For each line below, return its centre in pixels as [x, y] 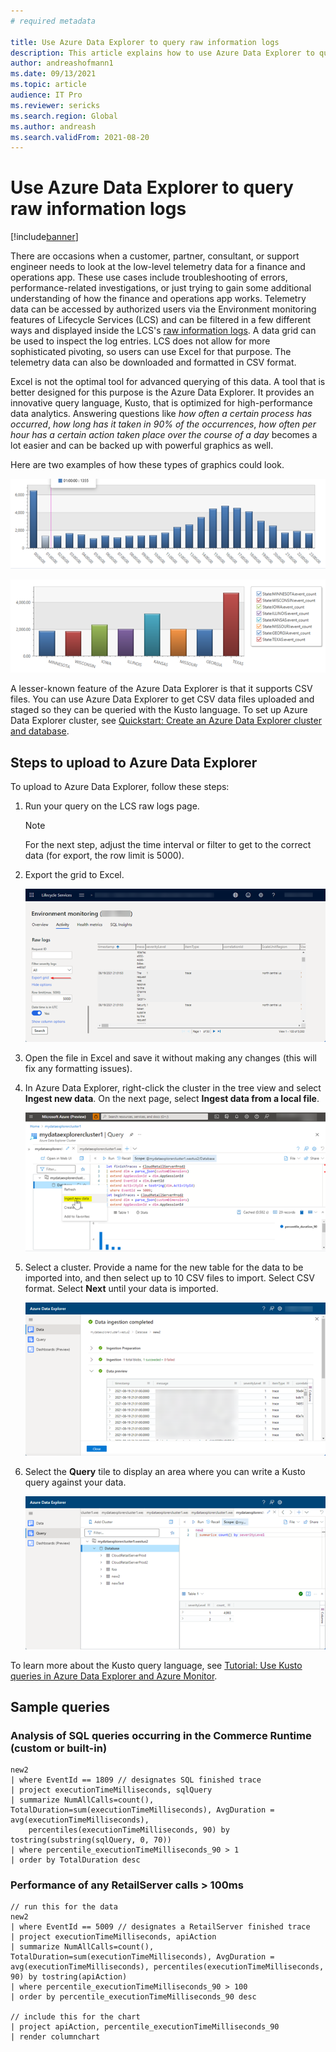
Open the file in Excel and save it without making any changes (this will [171, 1058]
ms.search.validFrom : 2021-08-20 [80, 137]
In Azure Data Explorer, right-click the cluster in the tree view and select [173, 1088]
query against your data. [75, 1482]
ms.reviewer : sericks [55, 105]
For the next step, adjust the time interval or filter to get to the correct [168, 845]
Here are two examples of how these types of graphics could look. [147, 465]
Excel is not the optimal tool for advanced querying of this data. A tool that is [168, 382]
